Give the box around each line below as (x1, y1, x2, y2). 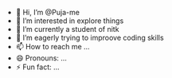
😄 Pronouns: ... (15, 53, 68, 63)
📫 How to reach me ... (15, 42, 90, 51)
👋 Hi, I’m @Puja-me (15, 8, 80, 17)
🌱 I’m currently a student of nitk (15, 25, 119, 33)
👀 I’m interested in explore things (15, 16, 124, 25)
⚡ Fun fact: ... (15, 62, 60, 72)
